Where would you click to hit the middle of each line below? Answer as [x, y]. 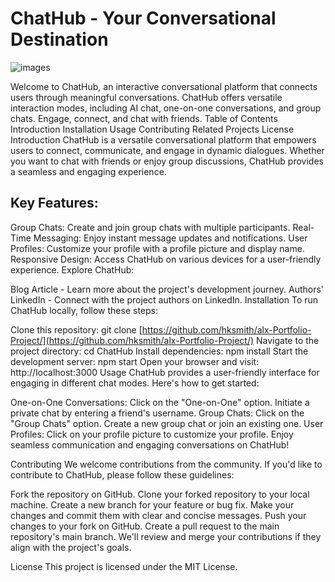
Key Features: [54, 203]
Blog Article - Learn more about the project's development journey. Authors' [167, 289]
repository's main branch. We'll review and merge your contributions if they [166, 536]
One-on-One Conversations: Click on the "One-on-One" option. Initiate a [160, 402]
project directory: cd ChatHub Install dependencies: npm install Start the [159, 351]
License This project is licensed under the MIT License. [124, 566]
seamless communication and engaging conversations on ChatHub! [150, 444]
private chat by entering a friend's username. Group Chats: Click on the [157, 413]
